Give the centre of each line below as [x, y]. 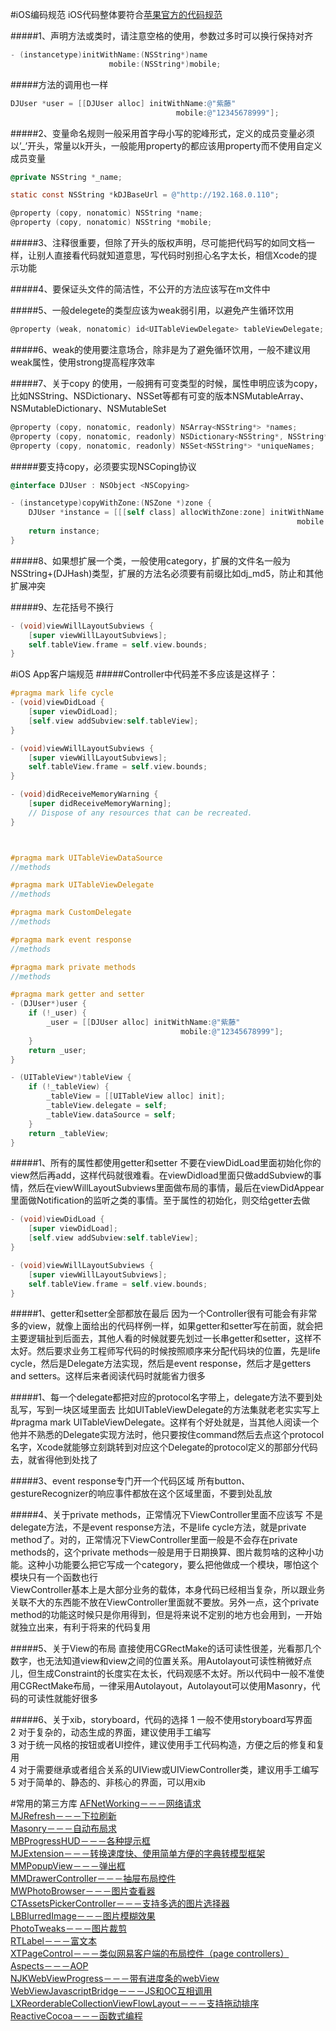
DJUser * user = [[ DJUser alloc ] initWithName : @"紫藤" [123, 103]
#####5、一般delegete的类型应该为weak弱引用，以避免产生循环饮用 [152, 310]
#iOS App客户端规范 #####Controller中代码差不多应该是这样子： [144, 674]
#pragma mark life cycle [62, 693]
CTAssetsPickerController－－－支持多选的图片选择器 [120, 1904]
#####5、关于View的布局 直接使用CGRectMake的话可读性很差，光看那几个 [166, 1649]
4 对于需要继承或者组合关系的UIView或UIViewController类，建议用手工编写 [165, 1770]
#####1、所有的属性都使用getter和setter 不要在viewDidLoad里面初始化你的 [166, 1163]
